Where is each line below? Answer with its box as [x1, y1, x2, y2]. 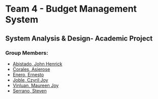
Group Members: [5, 49, 48, 56]
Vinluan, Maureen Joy [12, 82, 59, 88]
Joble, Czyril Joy [12, 77, 48, 83]
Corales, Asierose [12, 66, 50, 72]
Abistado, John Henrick [12, 60, 63, 67]
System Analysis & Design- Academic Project [5, 34, 153, 43]
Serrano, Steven [12, 87, 47, 94]
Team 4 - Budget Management [5, 3, 137, 15]
